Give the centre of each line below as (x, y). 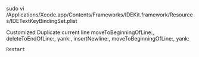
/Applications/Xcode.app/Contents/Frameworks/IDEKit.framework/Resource (100, 15)
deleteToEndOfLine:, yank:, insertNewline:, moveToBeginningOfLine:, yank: (98, 38)
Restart (16, 49)
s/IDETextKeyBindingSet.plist (42, 21)
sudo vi (15, 9)
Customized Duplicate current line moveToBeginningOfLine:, (80, 32)
